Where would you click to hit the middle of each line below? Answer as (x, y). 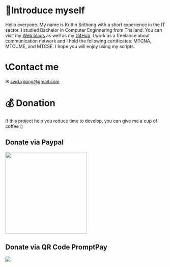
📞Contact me (32, 67)
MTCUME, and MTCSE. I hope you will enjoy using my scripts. (70, 46)
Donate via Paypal (34, 142)
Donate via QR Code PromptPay (56, 247)
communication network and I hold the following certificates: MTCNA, (78, 41)
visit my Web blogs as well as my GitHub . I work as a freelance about (78, 35)
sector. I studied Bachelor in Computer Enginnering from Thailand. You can (84, 30)
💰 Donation (30, 103)
